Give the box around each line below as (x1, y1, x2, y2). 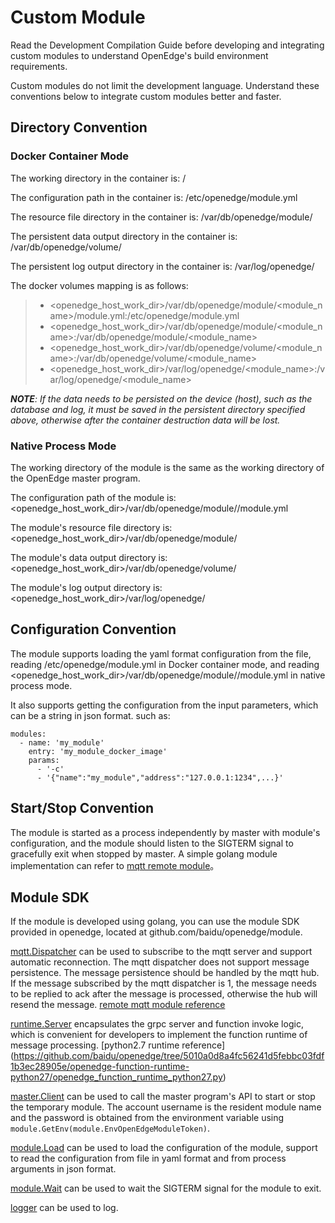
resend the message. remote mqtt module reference (10, 999, 226, 1011)
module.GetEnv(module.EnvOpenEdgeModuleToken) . (10, 1122, 211, 1135)
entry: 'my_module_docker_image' (28, 746, 168, 756)
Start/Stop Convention (10, 800, 155, 817)
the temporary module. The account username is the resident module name (10, 1101, 322, 1113)
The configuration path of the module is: (10, 491, 177, 503)
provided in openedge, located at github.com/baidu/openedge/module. (10, 926, 303, 938)
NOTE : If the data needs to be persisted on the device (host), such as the (10, 392, 313, 405)
